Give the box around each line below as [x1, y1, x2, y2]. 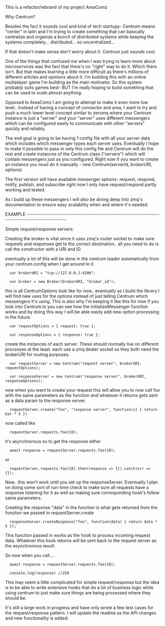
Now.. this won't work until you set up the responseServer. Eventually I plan [5, 479, 158, 485]
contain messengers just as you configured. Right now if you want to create [5, 156, 159, 162]
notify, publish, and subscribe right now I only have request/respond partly [5, 181, 157, 187]
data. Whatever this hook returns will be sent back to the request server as [5, 537, 157, 543]
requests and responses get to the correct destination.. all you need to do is [5, 241, 159, 247]
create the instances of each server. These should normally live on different [5, 341, 159, 347]
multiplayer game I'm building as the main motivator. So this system [5, 79, 142, 85]
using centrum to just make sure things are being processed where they [5, 590, 151, 595]
